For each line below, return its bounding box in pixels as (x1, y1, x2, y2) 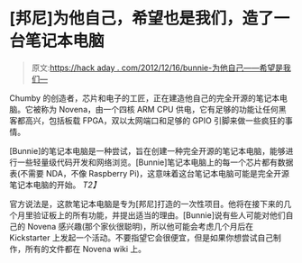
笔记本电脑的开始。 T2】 (9, 179, 101, 190)
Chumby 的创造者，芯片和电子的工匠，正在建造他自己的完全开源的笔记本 (9, 92, 280, 104)
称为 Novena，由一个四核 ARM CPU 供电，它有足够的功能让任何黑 (40, 104, 287, 114)
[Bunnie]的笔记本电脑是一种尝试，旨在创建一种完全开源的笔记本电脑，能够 (9, 145, 286, 156)
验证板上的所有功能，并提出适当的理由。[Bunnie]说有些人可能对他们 (32, 209, 286, 221)
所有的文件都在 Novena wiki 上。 (24, 243, 147, 254)
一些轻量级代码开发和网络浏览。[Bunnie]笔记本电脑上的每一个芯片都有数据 (16, 157, 294, 168)
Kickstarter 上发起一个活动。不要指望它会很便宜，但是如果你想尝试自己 (9, 231, 273, 243)
